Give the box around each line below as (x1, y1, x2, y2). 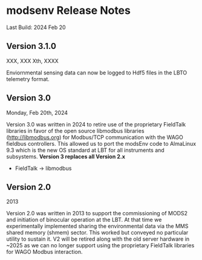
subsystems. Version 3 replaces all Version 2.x (6, 152, 126, 160)
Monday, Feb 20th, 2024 (6, 109, 68, 116)
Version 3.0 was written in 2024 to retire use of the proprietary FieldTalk (6, 120, 186, 128)
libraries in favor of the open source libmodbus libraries (6, 127, 145, 134)
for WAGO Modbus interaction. (6, 249, 83, 256)
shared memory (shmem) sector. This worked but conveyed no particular (6, 229, 189, 236)
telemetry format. (6, 75, 50, 82)
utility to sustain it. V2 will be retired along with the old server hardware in (6, 235, 190, 242)
